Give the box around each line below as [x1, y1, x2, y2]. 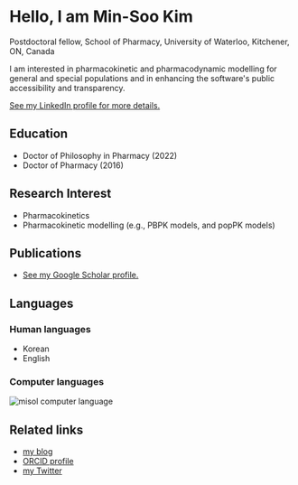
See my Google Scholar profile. [22, 269, 139, 281]
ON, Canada [9, 45, 55, 56]
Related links [9, 422, 84, 437]
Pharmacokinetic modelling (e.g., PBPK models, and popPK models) [22, 219, 275, 230]
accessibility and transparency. [9, 82, 126, 93]
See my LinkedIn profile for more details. [9, 99, 161, 110]
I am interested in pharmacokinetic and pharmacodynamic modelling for [9, 63, 277, 74]
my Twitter [22, 465, 63, 476]
